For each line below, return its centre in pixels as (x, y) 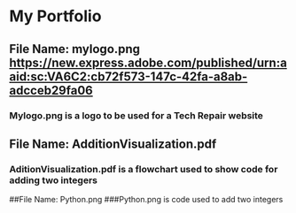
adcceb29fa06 (51, 90)
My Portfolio (55, 16)
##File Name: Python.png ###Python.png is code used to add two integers (146, 200)
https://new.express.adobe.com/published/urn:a (148, 62)
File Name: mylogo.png (74, 49)
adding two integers (53, 180)
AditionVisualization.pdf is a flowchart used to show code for (144, 169)
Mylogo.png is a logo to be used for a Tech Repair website (136, 115)
